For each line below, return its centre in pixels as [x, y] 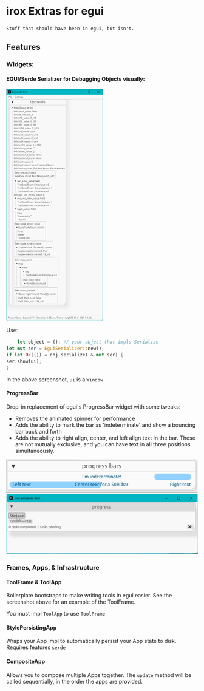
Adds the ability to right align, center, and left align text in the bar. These [105, 438]
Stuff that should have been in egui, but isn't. [70, 29]
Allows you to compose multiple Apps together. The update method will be [99, 675]
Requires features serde [36, 647]
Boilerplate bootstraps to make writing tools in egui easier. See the [89, 596]
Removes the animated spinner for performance [75, 419]
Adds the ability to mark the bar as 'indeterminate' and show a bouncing [105, 425]
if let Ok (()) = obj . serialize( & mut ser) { [65, 355]
